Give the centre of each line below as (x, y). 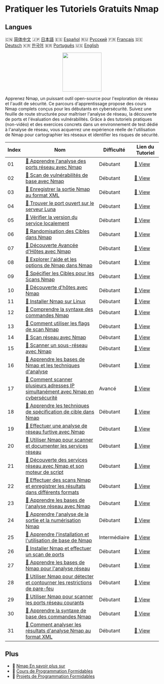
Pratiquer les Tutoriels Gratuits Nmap (82, 9)
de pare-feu (40, 589)
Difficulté (114, 150)
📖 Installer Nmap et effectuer (59, 548)
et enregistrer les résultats (56, 486)
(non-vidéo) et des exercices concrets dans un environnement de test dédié (82, 124)
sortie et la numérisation (53, 520)
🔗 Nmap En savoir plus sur (39, 666)
